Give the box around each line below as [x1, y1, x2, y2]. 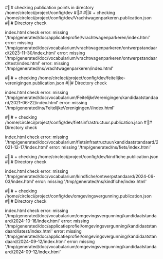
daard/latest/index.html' [5, 228, 53, 234]
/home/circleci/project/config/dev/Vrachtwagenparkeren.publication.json [5, 15, 152, 20]
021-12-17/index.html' [5, 145, 49, 150]
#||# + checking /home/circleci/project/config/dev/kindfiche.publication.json [5, 154, 159, 160]
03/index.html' [5, 178, 34, 184]
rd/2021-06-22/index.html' [5, 100, 58, 105]
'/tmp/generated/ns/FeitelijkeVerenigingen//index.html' [5, 105, 115, 111]
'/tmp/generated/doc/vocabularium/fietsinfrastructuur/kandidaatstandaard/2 [5, 139, 159, 145]
